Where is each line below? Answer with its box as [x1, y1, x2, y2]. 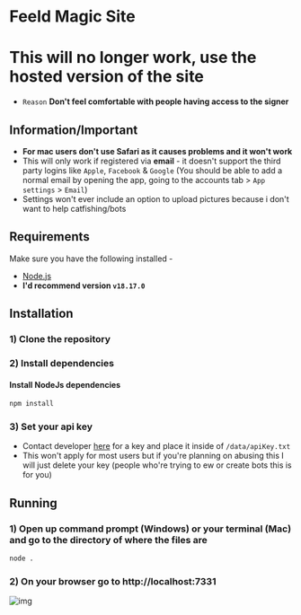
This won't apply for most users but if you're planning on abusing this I [22, 451, 285, 461]
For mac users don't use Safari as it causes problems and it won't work [22, 145, 293, 156]
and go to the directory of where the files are [9, 533, 208, 546]
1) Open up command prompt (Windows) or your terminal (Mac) [9, 523, 292, 535]
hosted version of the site [9, 66, 205, 87]
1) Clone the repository [9, 333, 111, 346]
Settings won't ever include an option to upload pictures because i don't [22, 193, 289, 204]
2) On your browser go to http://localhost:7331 [9, 575, 217, 587]
